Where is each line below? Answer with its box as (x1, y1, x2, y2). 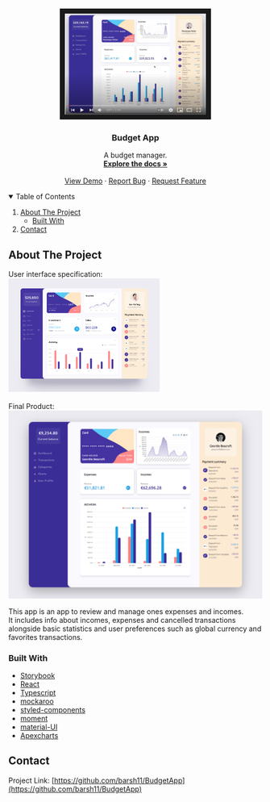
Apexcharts (19, 730, 59, 740)
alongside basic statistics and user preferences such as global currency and (8, 624, 262, 633)
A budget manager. (103, 150, 168, 161)
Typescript (19, 687, 56, 697)
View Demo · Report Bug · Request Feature (64, 176, 207, 186)
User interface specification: (8, 269, 103, 279)
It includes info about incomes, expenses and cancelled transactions (8, 615, 236, 624)
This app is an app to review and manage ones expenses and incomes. (8, 606, 244, 616)
